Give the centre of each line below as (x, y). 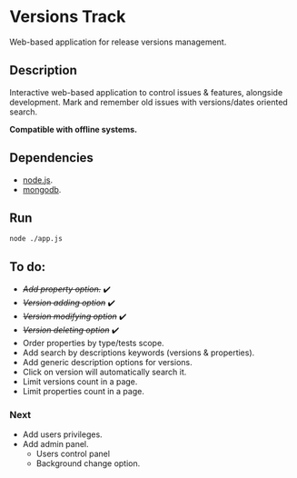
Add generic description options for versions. (107, 363)
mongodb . (42, 189)
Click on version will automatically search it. (104, 372)
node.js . (38, 180)
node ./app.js (36, 239)
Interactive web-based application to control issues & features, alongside (146, 92)
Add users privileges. (62, 434)
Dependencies (51, 158)
